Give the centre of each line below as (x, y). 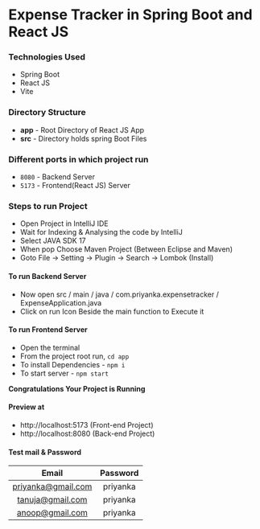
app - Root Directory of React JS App (82, 129)
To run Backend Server (47, 276)
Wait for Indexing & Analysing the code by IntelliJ (101, 232)
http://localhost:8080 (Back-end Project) (87, 433)
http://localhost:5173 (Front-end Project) (87, 424)
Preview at (27, 407)
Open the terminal (50, 347)
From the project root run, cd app (74, 356)
